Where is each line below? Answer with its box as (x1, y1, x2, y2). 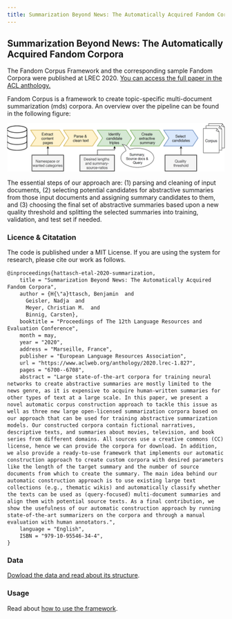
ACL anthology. (7, 82, 51, 90)
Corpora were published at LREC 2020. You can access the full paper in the (7, 74, 222, 82)
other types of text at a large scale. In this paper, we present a (7, 394, 209, 401)
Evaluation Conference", (7, 325, 79, 332)
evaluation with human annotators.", (7, 519, 116, 526)
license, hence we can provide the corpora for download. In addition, (7, 443, 217, 450)
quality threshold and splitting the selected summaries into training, (7, 207, 199, 216)
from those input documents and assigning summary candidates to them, (7, 193, 216, 201)
